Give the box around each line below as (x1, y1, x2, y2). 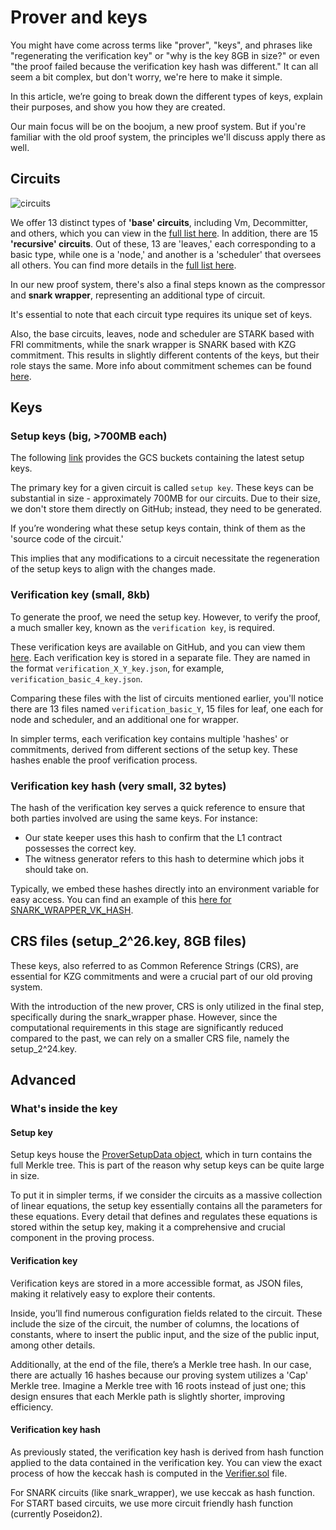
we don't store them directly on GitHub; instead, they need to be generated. (10, 503, 323, 515)
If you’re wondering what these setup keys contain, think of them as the (10, 522, 306, 535)
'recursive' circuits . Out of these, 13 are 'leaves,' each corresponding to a (10, 237, 316, 250)
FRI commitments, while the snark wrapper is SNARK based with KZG (10, 338, 297, 350)
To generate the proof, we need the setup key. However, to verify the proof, (10, 611, 321, 623)
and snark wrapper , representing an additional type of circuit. (10, 289, 266, 301)
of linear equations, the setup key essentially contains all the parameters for (10, 1200, 323, 1212)
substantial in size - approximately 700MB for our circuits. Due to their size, (10, 492, 321, 505)
